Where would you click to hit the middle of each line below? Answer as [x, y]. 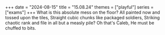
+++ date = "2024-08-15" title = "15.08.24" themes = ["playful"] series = [79, 7]
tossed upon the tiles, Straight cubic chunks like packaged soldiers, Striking [82, 17]
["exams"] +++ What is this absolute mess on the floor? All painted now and [82, 12]
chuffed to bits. [21, 28]
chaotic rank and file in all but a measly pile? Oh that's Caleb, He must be [80, 23]
